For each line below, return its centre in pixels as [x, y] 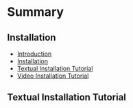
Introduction [34, 54]
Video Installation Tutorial [53, 76]
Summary [35, 12]
